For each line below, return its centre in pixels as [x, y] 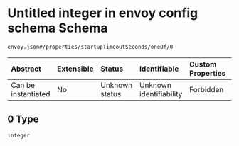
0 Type [23, 119]
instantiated [31, 94]
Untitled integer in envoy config [103, 13]
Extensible [75, 69]
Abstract [26, 69]
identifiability [161, 94]
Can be [23, 85]
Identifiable [159, 69]
